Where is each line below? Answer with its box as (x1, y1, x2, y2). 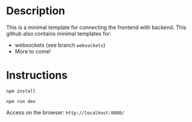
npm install (6, 88, 36, 94)
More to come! (14, 47, 51, 54)
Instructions (6, 69, 68, 82)
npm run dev (6, 98, 36, 104)
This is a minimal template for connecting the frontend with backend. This (6, 24, 187, 31)
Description (6, 4, 65, 18)
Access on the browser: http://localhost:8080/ (6, 108, 125, 116)
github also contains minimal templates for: (6, 30, 112, 37)
